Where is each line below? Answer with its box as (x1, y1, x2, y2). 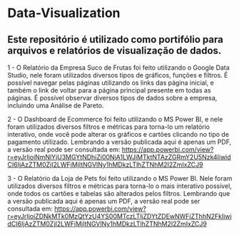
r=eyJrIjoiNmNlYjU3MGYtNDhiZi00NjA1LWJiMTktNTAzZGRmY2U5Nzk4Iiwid (7, 153, 232, 161)
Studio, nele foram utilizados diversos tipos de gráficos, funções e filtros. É (7, 71, 228, 79)
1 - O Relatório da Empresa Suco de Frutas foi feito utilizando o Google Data (7, 63, 230, 72)
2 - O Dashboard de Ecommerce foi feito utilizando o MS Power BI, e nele (7, 115, 223, 123)
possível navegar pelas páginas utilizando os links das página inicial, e (7, 78, 214, 87)
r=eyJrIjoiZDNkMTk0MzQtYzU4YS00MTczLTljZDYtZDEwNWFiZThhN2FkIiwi (7, 212, 232, 220)
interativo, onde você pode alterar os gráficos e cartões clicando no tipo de (7, 130, 230, 138)
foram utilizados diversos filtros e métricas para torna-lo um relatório (7, 122, 210, 131)
